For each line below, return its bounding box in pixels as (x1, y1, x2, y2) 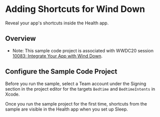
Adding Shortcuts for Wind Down (5, 3, 146, 15)
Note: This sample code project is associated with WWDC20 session (12, 47, 154, 53)
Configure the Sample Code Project (5, 67, 118, 76)
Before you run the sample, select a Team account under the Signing (5, 81, 147, 87)
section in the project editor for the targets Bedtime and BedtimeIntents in (5, 86, 156, 92)
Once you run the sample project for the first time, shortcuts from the (5, 101, 147, 107)
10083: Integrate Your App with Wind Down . (12, 53, 103, 59)
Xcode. (5, 91, 20, 97)
